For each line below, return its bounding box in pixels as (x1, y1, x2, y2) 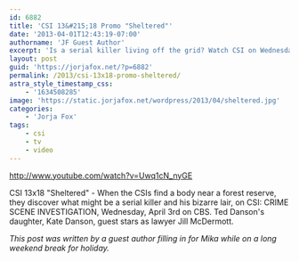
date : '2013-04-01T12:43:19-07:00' (9, 29, 141, 38)
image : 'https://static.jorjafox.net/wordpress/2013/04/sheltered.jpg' (9, 95, 280, 105)
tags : (9, 121, 29, 130)
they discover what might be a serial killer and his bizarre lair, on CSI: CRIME (9, 197, 289, 208)
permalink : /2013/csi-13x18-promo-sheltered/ (9, 71, 181, 80)
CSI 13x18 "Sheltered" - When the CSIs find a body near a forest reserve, (9, 187, 277, 198)
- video (25, 145, 53, 154)
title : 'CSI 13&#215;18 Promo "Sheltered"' (9, 21, 174, 30)
